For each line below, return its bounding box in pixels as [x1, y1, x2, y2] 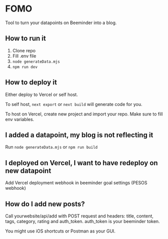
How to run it [5, 34, 46, 43]
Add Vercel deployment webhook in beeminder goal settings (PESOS [5, 180, 147, 186]
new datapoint [5, 166, 52, 175]
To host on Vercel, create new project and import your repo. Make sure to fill [5, 111, 163, 117]
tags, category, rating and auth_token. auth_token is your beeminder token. [5, 218, 160, 224]
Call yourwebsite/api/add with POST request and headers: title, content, [5, 213, 154, 219]
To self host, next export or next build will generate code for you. [5, 101, 142, 107]
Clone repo [12, 47, 36, 53]
